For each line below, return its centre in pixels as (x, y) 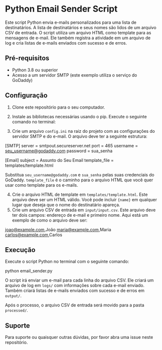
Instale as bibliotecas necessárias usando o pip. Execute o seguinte (79, 116)
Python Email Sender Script (61, 9)
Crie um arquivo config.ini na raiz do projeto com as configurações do (83, 131)
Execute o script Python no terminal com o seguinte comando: (67, 262)
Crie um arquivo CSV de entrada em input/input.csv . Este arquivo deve (84, 210)
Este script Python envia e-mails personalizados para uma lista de (71, 22)
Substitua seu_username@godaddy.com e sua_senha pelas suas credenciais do (80, 175)
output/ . (13, 296)
